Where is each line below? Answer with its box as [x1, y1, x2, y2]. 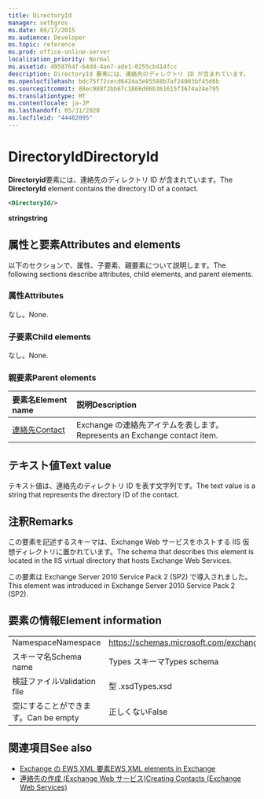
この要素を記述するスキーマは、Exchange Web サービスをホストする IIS [8, 537, 241, 547]
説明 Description [75, 399, 137, 410]
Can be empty [27, 712, 79, 723]
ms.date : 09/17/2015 [8, 26, 76, 34]
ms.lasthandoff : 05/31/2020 [8, 107, 101, 115]
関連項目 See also [8, 742, 93, 755]
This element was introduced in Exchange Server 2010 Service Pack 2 [8, 581, 236, 590]
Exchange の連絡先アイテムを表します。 [75, 420, 224, 431]
